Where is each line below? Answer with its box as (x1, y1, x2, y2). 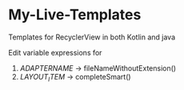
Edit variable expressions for (8, 47, 102, 57)
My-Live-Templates (8, 6, 142, 24)
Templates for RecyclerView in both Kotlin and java (8, 32, 176, 42)
